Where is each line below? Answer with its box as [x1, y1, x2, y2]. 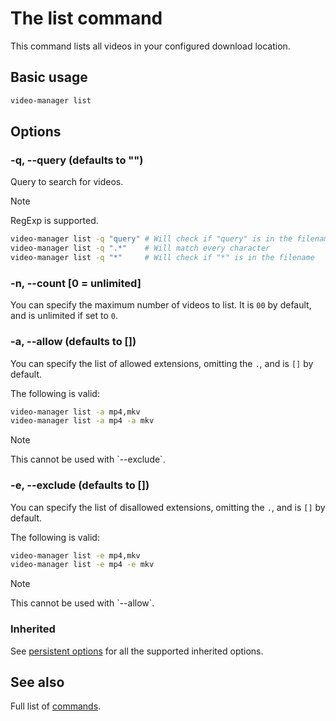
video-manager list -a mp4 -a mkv [10, 416, 155, 426]
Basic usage [10, 69, 88, 86]
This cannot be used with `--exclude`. [10, 453, 166, 466]
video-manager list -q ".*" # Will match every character [10, 243, 271, 254]
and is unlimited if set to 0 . [10, 310, 119, 322]
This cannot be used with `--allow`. [10, 597, 155, 609]
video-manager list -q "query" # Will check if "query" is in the [10, 234, 293, 244]
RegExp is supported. [10, 215, 99, 227]
